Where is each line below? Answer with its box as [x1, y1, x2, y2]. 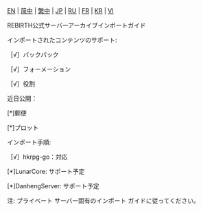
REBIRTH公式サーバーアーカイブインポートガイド [7, 21, 146, 30]
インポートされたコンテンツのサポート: [7, 36, 118, 44]
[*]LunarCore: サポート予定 [7, 168, 85, 175]
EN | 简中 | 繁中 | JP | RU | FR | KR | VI [7, 7, 115, 14]
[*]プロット [7, 124, 39, 131]
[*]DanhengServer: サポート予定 [7, 182, 99, 190]
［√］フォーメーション [7, 65, 71, 73]
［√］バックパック [7, 51, 60, 58]
